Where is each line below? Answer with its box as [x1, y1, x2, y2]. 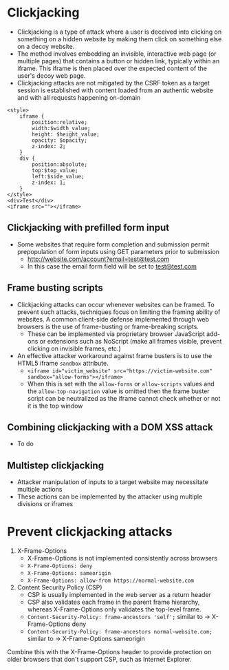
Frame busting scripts [7, 282, 103, 294]
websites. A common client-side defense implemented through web [17, 315, 210, 323]
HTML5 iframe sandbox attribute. [17, 359, 109, 367]
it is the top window [27, 401, 83, 410]
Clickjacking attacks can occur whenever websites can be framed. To [17, 300, 215, 308]
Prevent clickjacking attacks [7, 524, 173, 540]
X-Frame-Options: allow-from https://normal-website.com [27, 577, 195, 585]
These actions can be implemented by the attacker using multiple [17, 492, 203, 501]
